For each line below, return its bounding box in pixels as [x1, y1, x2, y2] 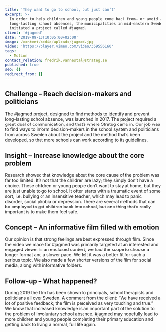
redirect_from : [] [5, 72, 43, 77]
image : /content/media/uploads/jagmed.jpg [5, 40, 94, 44]
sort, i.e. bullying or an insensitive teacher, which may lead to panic [5, 193, 142, 199]
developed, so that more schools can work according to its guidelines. [5, 137, 148, 143]
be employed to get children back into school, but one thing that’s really [5, 204, 151, 209]
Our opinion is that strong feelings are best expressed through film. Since [5, 236, 154, 242]
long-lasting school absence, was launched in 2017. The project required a [5, 116, 157, 122]
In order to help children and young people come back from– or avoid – [9, 16, 163, 21]
